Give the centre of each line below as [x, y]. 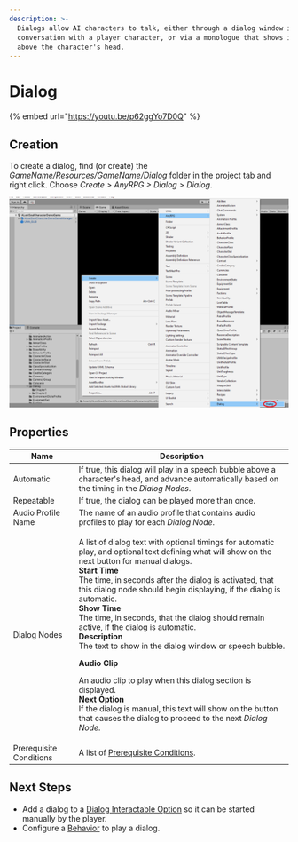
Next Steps [40, 787]
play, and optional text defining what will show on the [175, 552]
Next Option [102, 699]
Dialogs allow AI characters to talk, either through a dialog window [150, 28]
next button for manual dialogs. [135, 561]
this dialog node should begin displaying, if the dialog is [180, 590]
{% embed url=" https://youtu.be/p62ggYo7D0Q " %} [105, 116]
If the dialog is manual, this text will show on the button [178, 709]
